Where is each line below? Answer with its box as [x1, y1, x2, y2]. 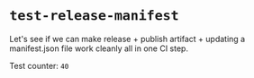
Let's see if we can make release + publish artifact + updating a [9, 33, 246, 44]
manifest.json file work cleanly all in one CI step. [9, 43, 189, 54]
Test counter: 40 [9, 60, 69, 71]
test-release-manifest [9, 7, 179, 24]
